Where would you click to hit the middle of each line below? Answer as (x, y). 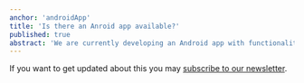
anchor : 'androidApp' (50, 18)
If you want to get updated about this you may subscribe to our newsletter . (148, 69)
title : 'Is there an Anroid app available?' (95, 26)
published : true (40, 34)
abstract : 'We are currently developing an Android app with (127, 43)
